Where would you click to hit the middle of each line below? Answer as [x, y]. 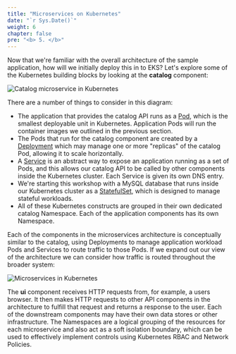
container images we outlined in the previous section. [95, 131]
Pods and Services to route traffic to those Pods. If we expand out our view [116, 250]
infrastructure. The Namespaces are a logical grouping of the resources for [116, 322]
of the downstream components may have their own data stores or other [113, 315]
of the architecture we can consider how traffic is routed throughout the [112, 257]
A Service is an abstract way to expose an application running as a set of [123, 161]
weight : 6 [22, 27]
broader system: [31, 264]
